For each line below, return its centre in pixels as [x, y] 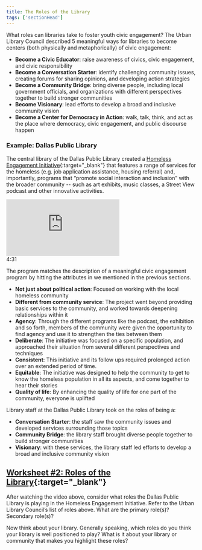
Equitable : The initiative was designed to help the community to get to [102, 372]
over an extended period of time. [56, 366]
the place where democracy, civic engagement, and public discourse [101, 123]
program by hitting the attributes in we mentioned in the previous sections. [99, 277]
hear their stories [36, 385]
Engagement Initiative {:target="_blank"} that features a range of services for [101, 165]
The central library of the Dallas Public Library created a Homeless [89, 158]
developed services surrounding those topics [71, 428]
